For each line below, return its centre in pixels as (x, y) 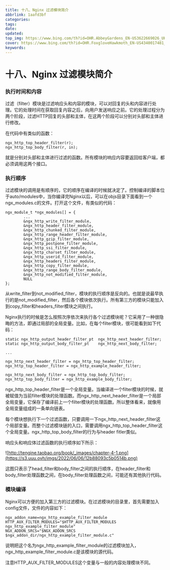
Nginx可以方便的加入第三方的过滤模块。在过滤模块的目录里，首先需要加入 (82, 501)
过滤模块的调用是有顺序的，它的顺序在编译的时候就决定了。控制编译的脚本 (83, 190)
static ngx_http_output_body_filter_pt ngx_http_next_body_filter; (81, 344)
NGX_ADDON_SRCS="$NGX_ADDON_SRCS (40, 531)
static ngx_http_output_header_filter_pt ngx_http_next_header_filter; (83, 340)
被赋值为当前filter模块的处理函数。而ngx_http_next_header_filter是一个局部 (83, 396)
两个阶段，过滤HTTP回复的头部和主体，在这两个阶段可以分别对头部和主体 (82, 116)
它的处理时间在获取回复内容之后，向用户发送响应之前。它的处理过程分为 (89, 110)
